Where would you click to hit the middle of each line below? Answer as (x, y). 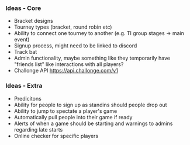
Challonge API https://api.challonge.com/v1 (66, 71)
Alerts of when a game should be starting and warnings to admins (93, 123)
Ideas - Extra (24, 86)
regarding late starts (38, 129)
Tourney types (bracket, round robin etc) (63, 27)
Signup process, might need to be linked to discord (75, 46)
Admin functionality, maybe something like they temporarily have (92, 58)
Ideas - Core (23, 8)
